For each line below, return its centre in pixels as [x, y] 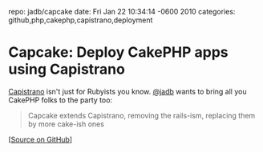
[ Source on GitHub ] [40, 139]
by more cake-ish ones [66, 124]
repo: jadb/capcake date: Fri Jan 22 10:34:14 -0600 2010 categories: [122, 12]
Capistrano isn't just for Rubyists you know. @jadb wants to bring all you [127, 91]
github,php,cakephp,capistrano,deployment [81, 20]
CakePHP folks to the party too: [61, 100]
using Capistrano [67, 69]
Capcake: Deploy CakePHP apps [118, 52]
